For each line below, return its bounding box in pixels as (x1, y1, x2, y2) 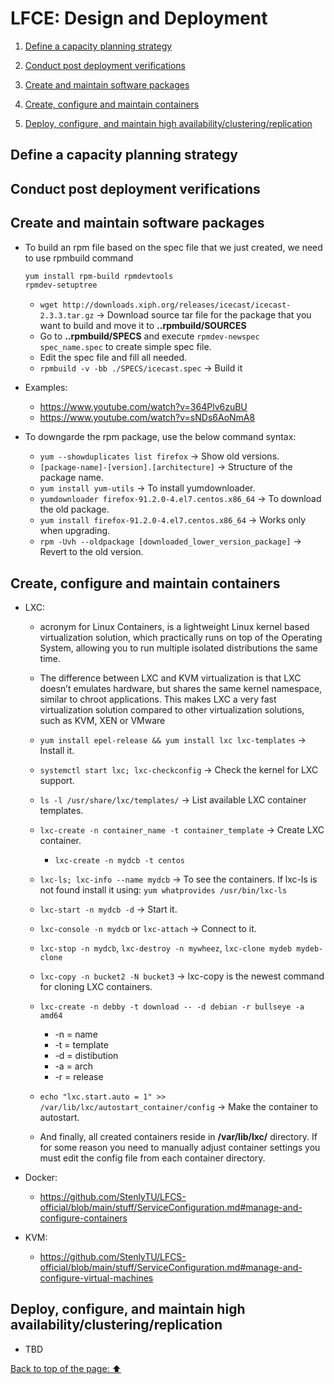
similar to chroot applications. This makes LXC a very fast (39, 693, 277, 706)
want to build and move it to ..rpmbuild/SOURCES (39, 320, 247, 332)
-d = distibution (54, 1050, 119, 1062)
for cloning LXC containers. (39, 981, 153, 993)
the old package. (39, 503, 110, 516)
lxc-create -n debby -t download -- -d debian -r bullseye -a (39, 1002, 305, 1012)
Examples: (24, 382, 68, 394)
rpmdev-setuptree (24, 280, 98, 291)
